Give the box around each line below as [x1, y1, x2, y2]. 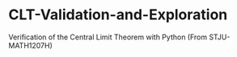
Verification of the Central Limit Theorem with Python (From [8, 32, 208, 42]
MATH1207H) [8, 40, 53, 50]
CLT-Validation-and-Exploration [8, 6, 228, 24]
